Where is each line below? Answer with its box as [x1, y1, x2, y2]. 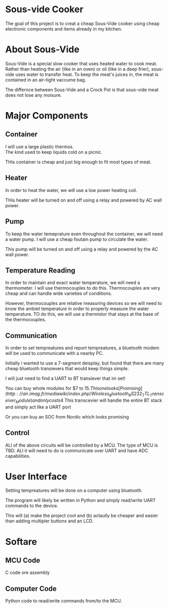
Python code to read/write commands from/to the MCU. [5, 598, 122, 604]
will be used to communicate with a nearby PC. [5, 350, 104, 356]
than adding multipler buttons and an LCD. [5, 518, 94, 524]
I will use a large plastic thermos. [5, 144, 74, 150]
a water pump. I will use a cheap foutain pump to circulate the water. [5, 236, 149, 242]
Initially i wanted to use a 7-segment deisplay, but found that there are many [5, 360, 164, 366]
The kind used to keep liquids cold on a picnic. [5, 149, 103, 155]
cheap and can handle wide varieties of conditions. [5, 290, 113, 296]
